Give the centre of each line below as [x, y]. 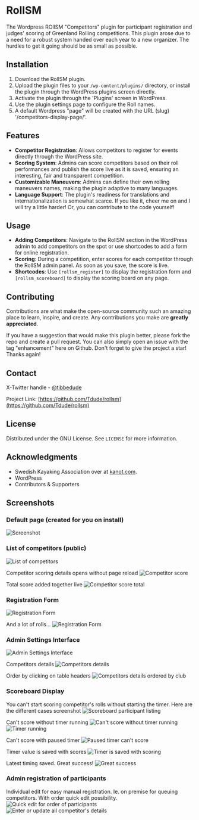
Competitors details [30, 664]
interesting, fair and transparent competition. [70, 175]
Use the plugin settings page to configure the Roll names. [85, 104]
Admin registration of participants [56, 778]
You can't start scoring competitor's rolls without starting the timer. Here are [99, 704]
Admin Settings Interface [43, 639]
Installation [27, 65]
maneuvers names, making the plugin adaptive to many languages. [97, 188]
